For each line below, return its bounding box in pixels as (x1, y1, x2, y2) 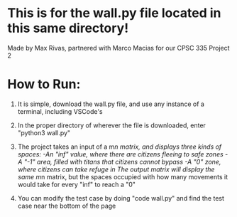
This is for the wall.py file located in (7, 5, 221, 21)
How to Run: (7, 76, 81, 92)
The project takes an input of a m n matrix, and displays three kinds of (17, 142, 222, 151)
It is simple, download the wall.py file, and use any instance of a (17, 100, 204, 108)
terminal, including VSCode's (17, 107, 103, 115)
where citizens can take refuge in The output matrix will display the (17, 165, 215, 174)
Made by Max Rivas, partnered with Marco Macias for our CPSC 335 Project (7, 43, 230, 52)
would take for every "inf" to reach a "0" (17, 180, 136, 189)
